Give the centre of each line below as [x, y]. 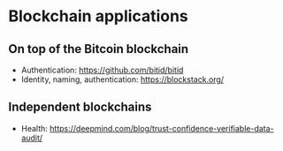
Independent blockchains [80, 107]
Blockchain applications [99, 16]
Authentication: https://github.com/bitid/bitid [102, 70]
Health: [34, 128]
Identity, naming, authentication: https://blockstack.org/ [122, 79]
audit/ [32, 138]
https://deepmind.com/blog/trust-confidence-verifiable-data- [162, 128]
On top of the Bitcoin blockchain [99, 49]
